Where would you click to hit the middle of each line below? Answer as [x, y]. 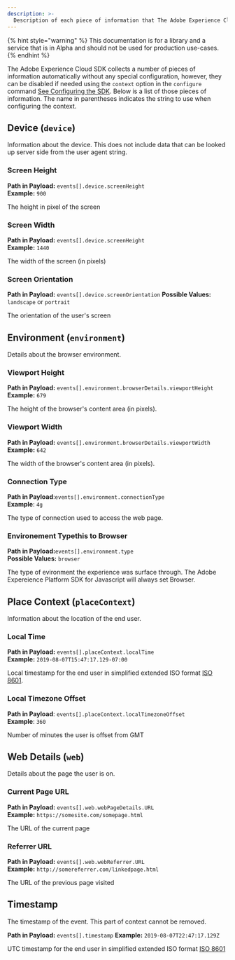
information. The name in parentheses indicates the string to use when [109, 98]
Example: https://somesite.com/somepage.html [75, 814]
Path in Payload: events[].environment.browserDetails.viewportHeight [111, 388]
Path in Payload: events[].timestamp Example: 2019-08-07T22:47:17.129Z [114, 935]
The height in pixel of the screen [54, 207]
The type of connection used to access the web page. [85, 517]
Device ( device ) [41, 128]
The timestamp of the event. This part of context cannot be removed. [107, 921]
